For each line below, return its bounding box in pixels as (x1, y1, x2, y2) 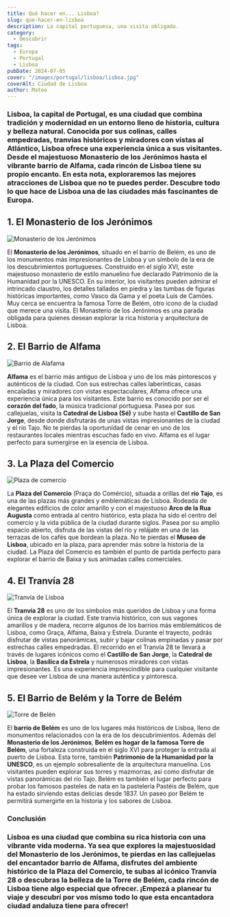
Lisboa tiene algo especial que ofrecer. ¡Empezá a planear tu (7, 883, 212, 893)
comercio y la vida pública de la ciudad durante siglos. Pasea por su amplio (7, 519, 220, 527)
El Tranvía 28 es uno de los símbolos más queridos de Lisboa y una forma (7, 607, 216, 615)
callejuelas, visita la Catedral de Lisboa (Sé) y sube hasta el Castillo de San (7, 409, 221, 417)
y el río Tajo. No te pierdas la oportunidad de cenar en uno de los (7, 423, 190, 431)
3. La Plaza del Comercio (7, 458, 114, 470)
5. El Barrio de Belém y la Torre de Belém (7, 692, 183, 704)
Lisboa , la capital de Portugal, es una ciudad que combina (7, 109, 203, 119)
